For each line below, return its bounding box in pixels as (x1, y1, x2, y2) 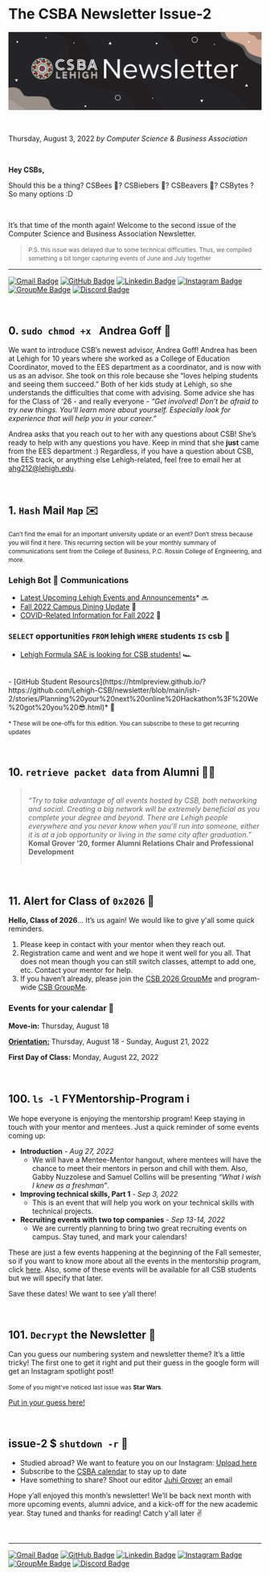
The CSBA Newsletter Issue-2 (8, 5, 212, 23)
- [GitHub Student (8, 676, 67, 686)
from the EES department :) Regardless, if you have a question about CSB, (8, 446, 254, 456)
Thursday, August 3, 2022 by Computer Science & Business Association (8, 134, 247, 143)
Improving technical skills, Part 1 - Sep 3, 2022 (19, 1189, 178, 1199)
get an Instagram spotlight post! (8, 1367, 114, 1376)
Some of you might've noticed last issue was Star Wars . (8, 1384, 163, 1392)
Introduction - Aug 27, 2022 (19, 1147, 114, 1156)
